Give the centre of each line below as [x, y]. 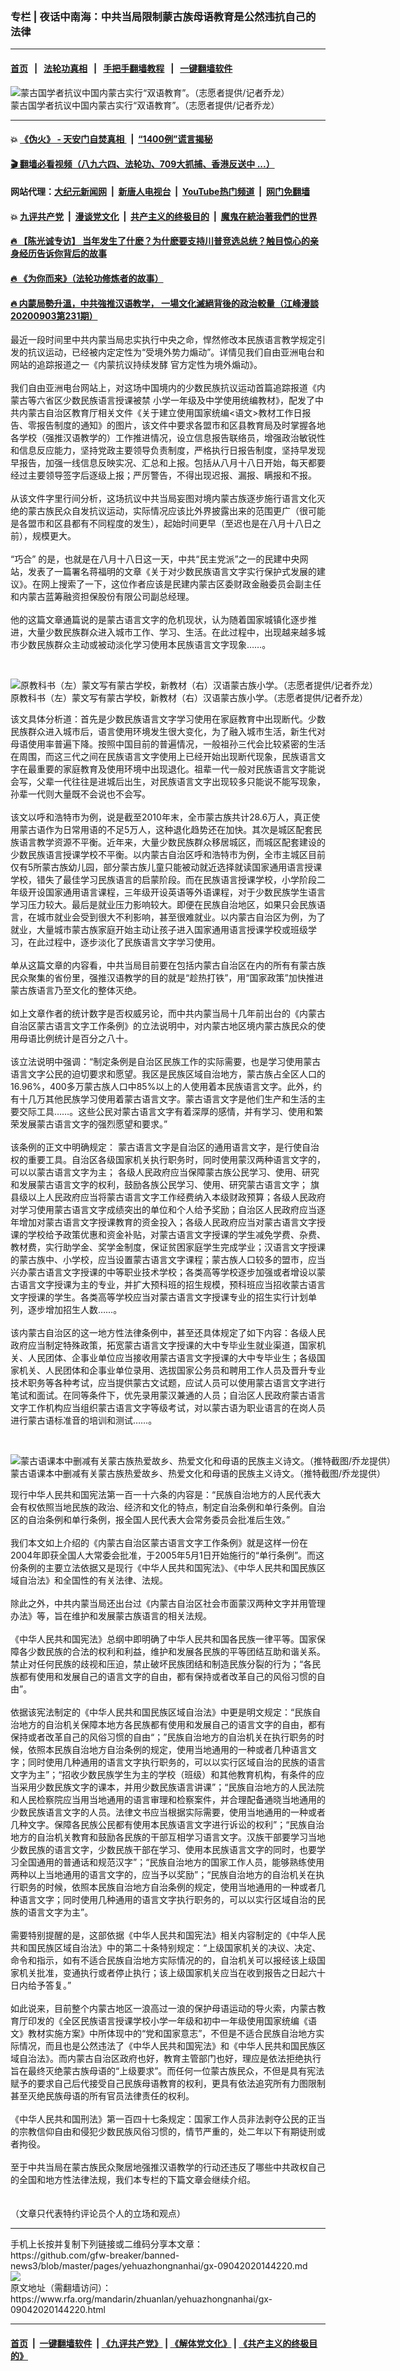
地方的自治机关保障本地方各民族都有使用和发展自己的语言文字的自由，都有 [172, 1725]
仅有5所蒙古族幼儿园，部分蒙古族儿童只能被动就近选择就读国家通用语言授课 [166, 867]
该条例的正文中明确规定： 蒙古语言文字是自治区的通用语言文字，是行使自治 [165, 1147]
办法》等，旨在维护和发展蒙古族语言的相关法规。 [111, 1616]
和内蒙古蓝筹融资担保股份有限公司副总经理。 [102, 597]
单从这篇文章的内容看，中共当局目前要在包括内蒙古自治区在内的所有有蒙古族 [168, 965]
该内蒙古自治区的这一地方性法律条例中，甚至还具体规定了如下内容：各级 [159, 1333]
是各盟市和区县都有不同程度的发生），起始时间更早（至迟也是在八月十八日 [161, 524]
